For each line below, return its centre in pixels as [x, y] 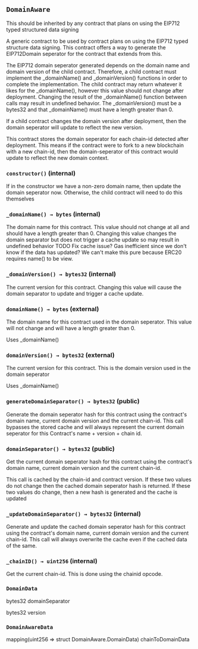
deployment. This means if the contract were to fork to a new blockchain [95, 145]
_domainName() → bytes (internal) [54, 214]
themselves [20, 199]
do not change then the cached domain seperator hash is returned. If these [98, 485]
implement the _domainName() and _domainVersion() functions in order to [97, 78]
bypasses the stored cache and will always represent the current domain [95, 427]
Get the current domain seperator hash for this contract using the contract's [99, 462]
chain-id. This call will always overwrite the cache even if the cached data [97, 540]
